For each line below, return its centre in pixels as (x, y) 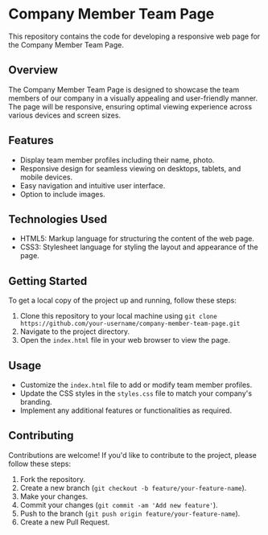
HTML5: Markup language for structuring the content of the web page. (137, 239)
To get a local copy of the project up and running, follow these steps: (123, 300)
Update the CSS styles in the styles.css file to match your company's (136, 393)
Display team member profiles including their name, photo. (117, 160)
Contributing (41, 436)
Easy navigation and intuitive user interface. (93, 185)
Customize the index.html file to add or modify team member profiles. (136, 385)
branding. (36, 402)
